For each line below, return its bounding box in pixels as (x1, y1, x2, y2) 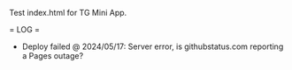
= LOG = (9, 24, 41, 34)
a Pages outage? (21, 51, 84, 60)
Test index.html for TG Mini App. (9, 8, 127, 17)
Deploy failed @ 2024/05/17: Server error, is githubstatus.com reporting (21, 41, 284, 52)
